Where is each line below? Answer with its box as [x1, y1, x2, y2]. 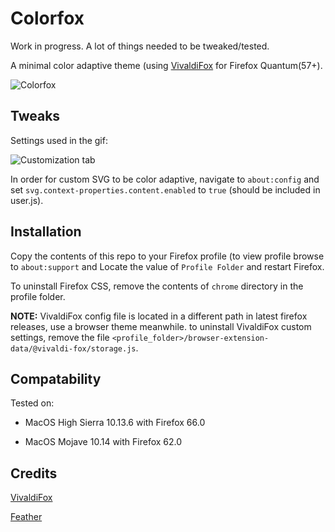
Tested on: [10, 397, 55, 409]
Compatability [10, 370, 102, 387]
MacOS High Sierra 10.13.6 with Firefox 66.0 [24, 417, 206, 429]
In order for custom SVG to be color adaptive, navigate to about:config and [10, 173, 320, 185]
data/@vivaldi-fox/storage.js [10, 343, 137, 354]
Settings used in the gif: [10, 134, 108, 146]
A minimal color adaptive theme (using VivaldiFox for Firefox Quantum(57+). [10, 59, 323, 71]
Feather [10, 511, 43, 523]
